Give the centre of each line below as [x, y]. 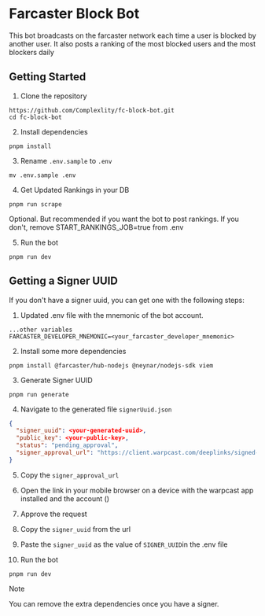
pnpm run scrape [35, 204]
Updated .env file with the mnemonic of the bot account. [112, 315]
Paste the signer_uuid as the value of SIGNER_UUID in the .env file [124, 544]
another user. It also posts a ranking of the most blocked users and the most [132, 43]
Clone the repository [53, 96]
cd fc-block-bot [35, 117]
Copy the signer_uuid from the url [75, 529]
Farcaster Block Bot [74, 14]
